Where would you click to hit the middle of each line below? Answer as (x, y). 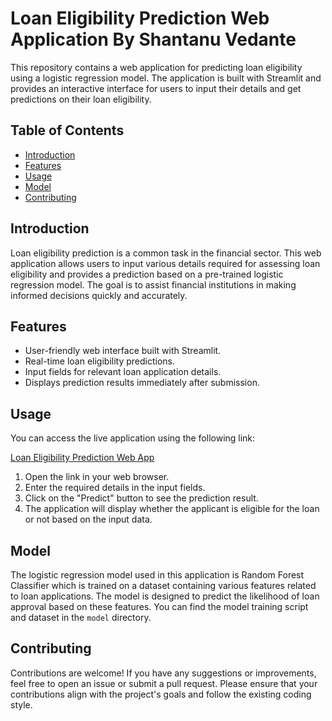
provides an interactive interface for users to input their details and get (156, 88)
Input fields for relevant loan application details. (123, 372)
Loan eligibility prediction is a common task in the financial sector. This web (166, 253)
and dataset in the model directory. (81, 617)
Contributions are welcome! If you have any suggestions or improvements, (163, 673)
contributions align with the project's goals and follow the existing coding (161, 694)
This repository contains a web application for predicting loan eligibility (156, 67)
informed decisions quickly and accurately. (99, 295)
